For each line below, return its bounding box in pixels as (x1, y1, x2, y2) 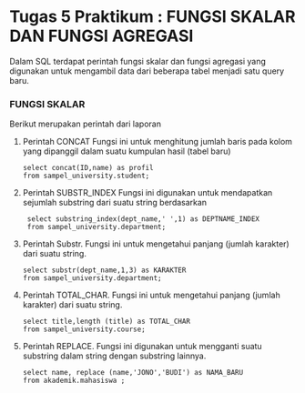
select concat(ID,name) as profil (22, 164, 154, 173)
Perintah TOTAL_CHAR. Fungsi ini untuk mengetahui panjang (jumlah (22, 289, 280, 301)
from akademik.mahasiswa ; (22, 376, 126, 386)
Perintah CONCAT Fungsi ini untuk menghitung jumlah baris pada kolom (22, 136, 293, 147)
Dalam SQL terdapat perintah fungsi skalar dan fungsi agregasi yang (9, 55, 267, 66)
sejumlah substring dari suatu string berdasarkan (22, 197, 208, 208)
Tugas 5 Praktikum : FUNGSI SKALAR (9, 6, 296, 27)
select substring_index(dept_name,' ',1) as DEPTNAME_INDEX (26, 215, 260, 224)
